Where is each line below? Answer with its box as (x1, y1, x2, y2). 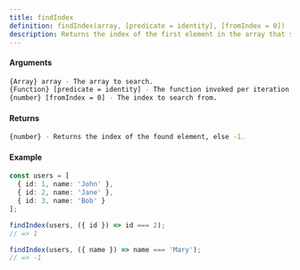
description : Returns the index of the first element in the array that (9, 29, 286, 38)
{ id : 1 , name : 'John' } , (17, 180, 114, 189)
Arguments (9, 57, 53, 68)
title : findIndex (9, 12, 74, 22)
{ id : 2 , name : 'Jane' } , (17, 188, 114, 197)
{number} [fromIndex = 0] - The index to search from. (9, 94, 218, 102)
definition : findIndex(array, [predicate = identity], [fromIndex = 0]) (9, 21, 286, 30)
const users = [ (9, 171, 70, 181)
